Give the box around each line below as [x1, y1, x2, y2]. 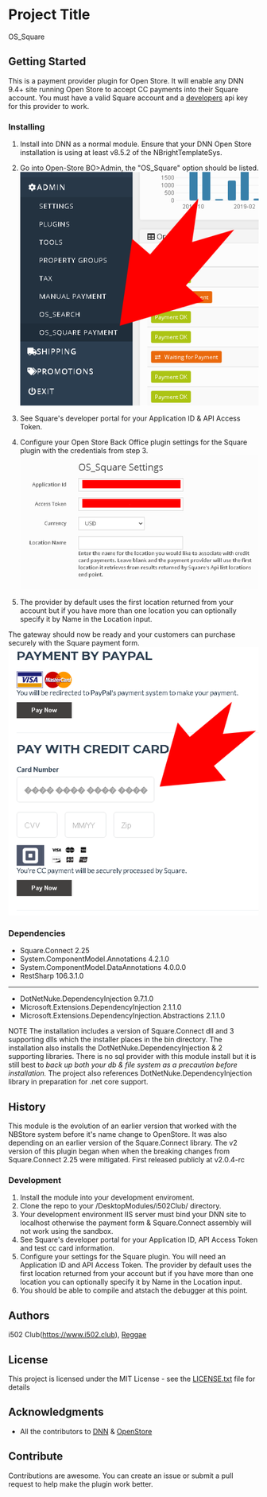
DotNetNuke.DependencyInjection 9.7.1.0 [19, 994, 154, 1003]
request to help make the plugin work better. [8, 1479, 153, 1488]
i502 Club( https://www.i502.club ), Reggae [8, 1330, 147, 1340]
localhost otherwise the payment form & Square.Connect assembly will [19, 1218, 252, 1227]
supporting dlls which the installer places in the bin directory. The [8, 1035, 222, 1045]
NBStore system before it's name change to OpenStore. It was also [8, 1130, 227, 1138]
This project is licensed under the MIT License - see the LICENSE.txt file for [8, 1374, 256, 1383]
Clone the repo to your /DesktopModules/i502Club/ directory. [19, 1201, 222, 1211]
